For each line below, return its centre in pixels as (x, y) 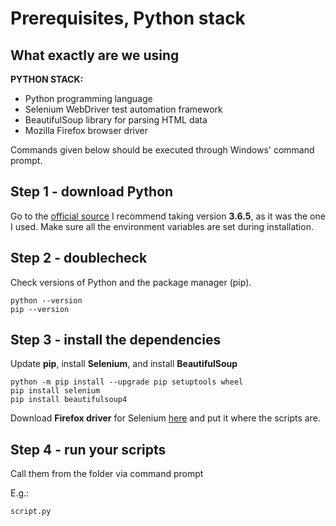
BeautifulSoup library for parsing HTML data (116, 120)
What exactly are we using (95, 55)
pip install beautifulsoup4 (69, 400)
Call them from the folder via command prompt (107, 474)
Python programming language (88, 98)
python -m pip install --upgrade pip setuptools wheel (127, 382)
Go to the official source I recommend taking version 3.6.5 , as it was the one (168, 216)
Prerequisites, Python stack (128, 18)
